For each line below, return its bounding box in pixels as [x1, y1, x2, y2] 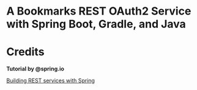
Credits [6, 45, 45, 59]
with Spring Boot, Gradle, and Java [6, 17, 187, 31]
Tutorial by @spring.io [6, 65, 64, 72]
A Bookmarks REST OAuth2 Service [6, 4, 191, 18]
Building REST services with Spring [6, 77, 95, 85]
